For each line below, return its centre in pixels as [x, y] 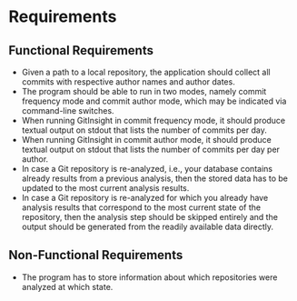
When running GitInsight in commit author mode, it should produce [146, 140]
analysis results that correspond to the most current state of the [141, 207]
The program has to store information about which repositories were [149, 277]
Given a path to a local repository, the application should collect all [146, 72]
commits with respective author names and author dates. [128, 82]
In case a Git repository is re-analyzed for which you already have [145, 198]
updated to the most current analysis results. [105, 188]
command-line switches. [68, 110]
